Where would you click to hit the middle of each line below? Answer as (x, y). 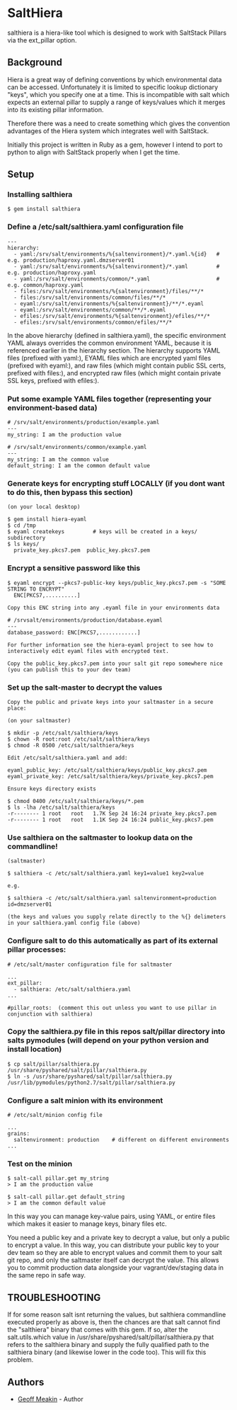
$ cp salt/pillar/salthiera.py (53, 1064)
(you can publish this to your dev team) (69, 670)
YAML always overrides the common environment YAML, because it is (110, 343)
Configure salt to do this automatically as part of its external (112, 941)
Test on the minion (40, 1164)
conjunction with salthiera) (50, 1014)
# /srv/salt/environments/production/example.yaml (83, 423)
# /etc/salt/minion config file (55, 1115)
